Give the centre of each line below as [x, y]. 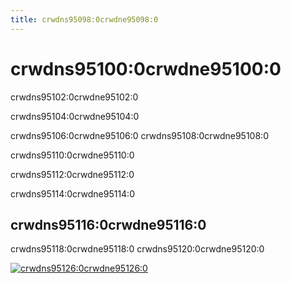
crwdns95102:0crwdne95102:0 [74, 97]
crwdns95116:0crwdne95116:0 [108, 224]
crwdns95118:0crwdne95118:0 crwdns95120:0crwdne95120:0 [137, 249]
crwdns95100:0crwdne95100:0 [146, 68]
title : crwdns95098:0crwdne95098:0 [84, 19]
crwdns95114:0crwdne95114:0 [72, 193]
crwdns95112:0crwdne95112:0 [72, 174]
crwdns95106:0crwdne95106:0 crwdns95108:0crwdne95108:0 [139, 135]
